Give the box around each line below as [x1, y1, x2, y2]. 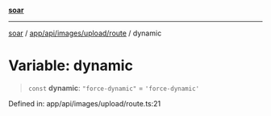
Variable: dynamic [8, 56, 133, 75]
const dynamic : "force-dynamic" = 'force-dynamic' [27, 83, 200, 93]
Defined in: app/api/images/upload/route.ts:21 [8, 98, 161, 108]
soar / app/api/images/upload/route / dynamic [8, 28, 162, 38]
